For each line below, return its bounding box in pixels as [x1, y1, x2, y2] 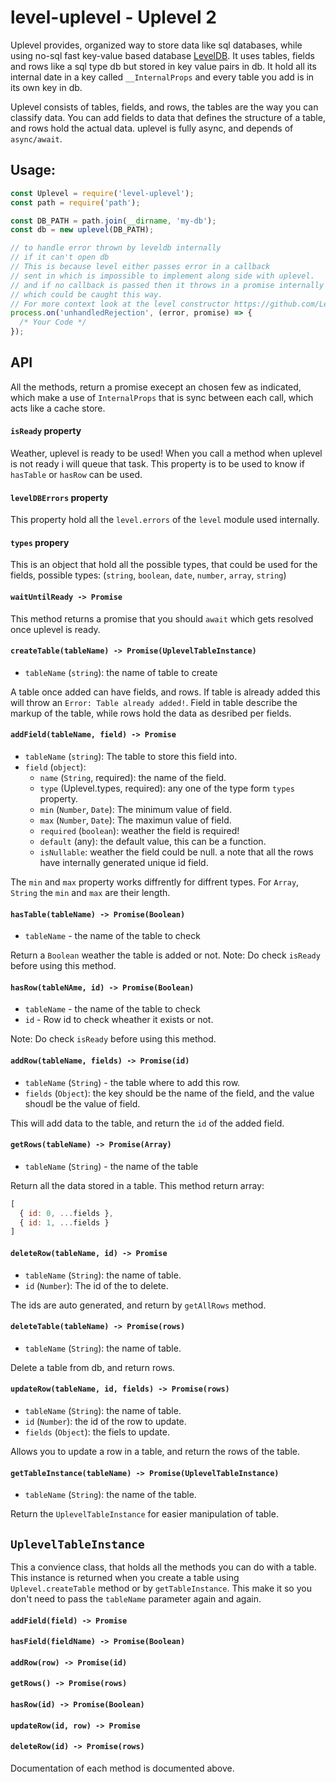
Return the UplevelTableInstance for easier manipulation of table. [10, 1508, 279, 1520]
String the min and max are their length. [10, 887, 171, 899]
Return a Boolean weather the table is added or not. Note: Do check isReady [10, 949, 321, 961]
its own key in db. [10, 81, 83, 93]
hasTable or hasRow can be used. [10, 469, 143, 481]
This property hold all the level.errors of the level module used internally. [10, 514, 320, 526]
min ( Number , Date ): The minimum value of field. [39, 804, 232, 816]
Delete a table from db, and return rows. [10, 1361, 176, 1373]
